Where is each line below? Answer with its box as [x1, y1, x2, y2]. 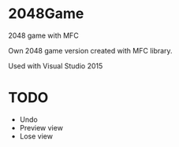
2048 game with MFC [8, 31, 79, 40]
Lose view [19, 131, 54, 141]
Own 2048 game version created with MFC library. [8, 46, 173, 55]
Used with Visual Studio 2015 [8, 61, 103, 71]
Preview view [19, 123, 63, 132]
